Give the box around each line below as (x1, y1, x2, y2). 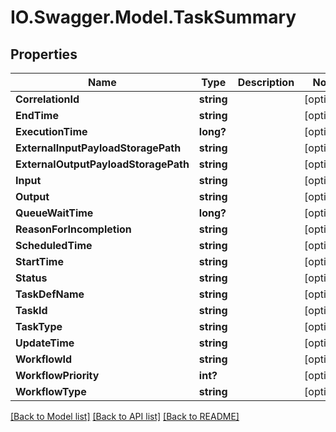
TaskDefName (15, 287, 85, 301)
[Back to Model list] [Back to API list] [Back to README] (10, 411, 240, 422)
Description (237, 76, 295, 89)
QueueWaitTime (15, 206, 94, 220)
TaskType (15, 320, 63, 333)
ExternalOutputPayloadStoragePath (15, 157, 190, 171)
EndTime (15, 109, 59, 122)
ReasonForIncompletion (15, 222, 132, 236)
